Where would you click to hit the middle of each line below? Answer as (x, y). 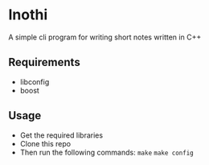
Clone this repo (45, 143)
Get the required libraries (61, 135)
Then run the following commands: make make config (107, 152)
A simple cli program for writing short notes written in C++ (105, 37)
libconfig (35, 81)
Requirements (44, 62)
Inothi (28, 15)
